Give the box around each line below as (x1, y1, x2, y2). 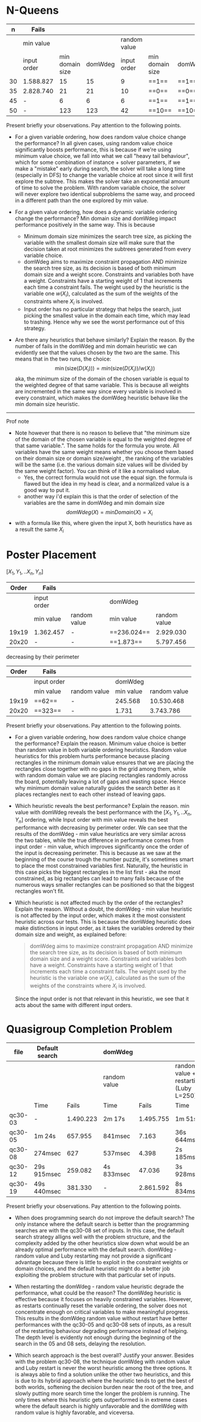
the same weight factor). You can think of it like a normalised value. (14, 468, 181, 475)
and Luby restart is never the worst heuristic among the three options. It (14, 1364, 193, 1371)
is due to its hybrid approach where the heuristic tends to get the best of (14, 1377, 194, 1384)
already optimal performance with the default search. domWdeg (14, 1246, 173, 1253)
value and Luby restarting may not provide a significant (35, 1252, 172, 1259)
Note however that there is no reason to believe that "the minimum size (14, 429, 190, 437)
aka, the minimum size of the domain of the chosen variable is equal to (14, 375, 190, 383)
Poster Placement (6, 548, 97, 562)
